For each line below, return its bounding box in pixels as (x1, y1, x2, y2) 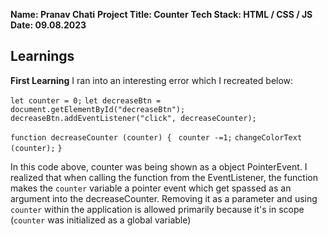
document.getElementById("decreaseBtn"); (10, 104, 186, 114)
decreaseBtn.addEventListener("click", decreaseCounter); (10, 113, 257, 123)
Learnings (10, 48, 75, 65)
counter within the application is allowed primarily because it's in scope (10, 203, 305, 215)
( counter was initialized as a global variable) (10, 214, 192, 226)
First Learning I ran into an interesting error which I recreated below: (10, 74, 294, 86)
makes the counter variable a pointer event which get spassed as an (10, 182, 292, 194)
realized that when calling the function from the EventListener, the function (10, 171, 318, 183)
